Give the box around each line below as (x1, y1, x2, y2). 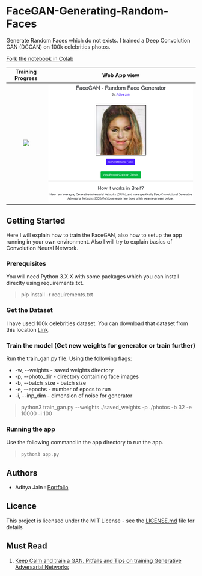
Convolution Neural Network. (6, 244, 78, 251)
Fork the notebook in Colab (6, 55, 74, 62)
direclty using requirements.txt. (6, 280, 84, 287)
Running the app (6, 425, 56, 434)
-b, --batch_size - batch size (14, 379, 86, 386)
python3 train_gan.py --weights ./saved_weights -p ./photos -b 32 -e (20, 403, 192, 411)
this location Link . (6, 326, 50, 333)
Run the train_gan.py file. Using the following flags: (6, 355, 132, 362)
